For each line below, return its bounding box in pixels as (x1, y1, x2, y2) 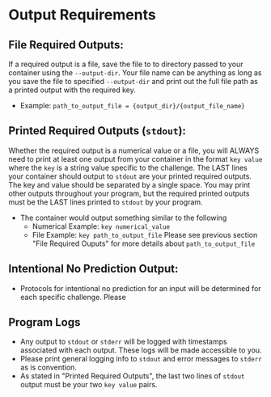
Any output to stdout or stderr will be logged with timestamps (19, 337, 228, 347)
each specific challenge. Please (19, 292, 127, 302)
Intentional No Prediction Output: (8, 262, 179, 276)
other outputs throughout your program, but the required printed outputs (8, 188, 250, 198)
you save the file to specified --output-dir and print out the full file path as (8, 77, 259, 86)
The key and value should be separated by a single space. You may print (8, 179, 251, 189)
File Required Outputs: (8, 38, 124, 52)
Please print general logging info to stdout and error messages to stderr (19, 354, 262, 364)
